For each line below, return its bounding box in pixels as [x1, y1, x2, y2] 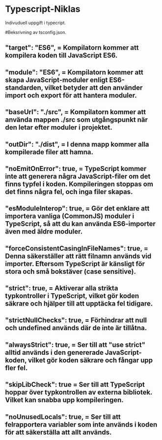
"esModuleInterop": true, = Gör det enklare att [5, 204, 150, 213]
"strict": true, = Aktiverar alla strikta [5, 284, 118, 293]
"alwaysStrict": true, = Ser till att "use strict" [5, 340, 146, 349]
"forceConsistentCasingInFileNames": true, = [5, 244, 148, 252]
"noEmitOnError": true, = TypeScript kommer [5, 164, 147, 173]
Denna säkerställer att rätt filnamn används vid [5, 252, 152, 260]
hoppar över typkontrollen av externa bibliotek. [5, 388, 153, 397]
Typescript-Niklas [5, 3, 81, 15]
